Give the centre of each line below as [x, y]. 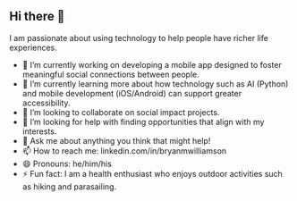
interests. [39, 131]
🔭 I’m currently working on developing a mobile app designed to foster [152, 64]
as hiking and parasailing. [69, 186]
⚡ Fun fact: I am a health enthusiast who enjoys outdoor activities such [153, 173]
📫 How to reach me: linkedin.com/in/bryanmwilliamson [124, 151]
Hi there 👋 [37, 17]
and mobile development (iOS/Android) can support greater [132, 93]
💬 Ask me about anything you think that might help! [116, 140]
